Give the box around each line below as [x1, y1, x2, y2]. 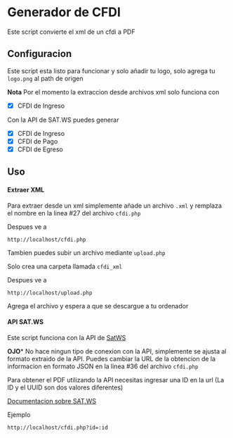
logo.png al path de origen [7, 74, 84, 82]
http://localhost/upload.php [7, 289, 93, 296]
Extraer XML [7, 185, 45, 194]
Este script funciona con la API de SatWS [7, 333, 126, 342]
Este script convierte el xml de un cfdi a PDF [7, 27, 135, 36]
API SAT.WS [7, 318, 44, 326]
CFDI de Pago [17, 137, 58, 145]
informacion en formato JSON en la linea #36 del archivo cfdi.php [7, 362, 199, 370]
